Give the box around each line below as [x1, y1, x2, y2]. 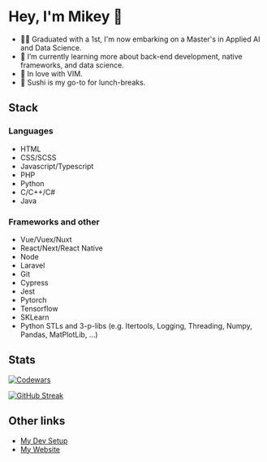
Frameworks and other [8, 216, 100, 227]
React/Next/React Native [19, 243, 103, 253]
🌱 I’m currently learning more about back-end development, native [19, 51, 243, 61]
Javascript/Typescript [19, 161, 94, 171]
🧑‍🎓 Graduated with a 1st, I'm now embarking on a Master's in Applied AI [19, 34, 261, 44]
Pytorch [19, 294, 47, 304]
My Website [19, 444, 61, 454]
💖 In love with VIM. [19, 68, 83, 78]
